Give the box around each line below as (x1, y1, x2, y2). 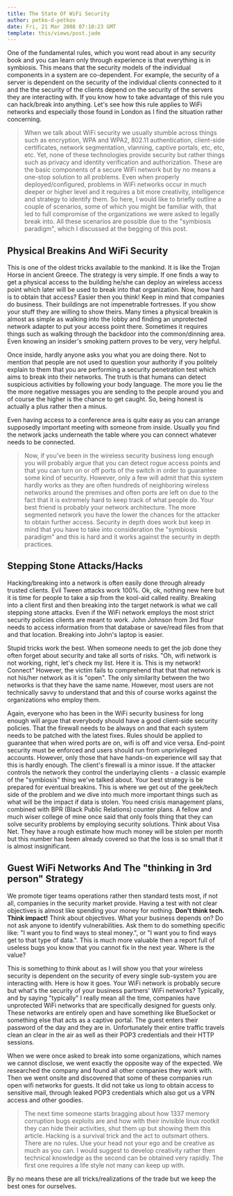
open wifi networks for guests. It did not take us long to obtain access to (7, 1081, 214, 1089)
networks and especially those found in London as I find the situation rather (7, 108, 223, 116)
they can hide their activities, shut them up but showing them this (24, 1124, 212, 1132)
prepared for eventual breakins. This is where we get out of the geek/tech (7, 783, 218, 791)
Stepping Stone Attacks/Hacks (7, 560, 144, 572)
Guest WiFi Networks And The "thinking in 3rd (7, 862, 212, 874)
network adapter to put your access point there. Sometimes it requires (7, 323, 208, 331)
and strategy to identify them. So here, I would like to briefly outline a (24, 195, 222, 204)
